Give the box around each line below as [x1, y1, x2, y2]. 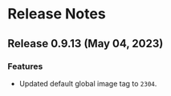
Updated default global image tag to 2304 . [18, 78, 157, 88]
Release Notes [7, 5, 106, 23]
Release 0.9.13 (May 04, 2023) [7, 37, 164, 50]
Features [7, 61, 43, 72]
